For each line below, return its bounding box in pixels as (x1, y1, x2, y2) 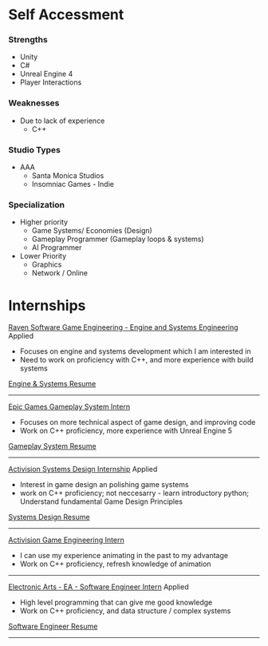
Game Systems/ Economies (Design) (31, 226, 153, 236)
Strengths (8, 34, 48, 46)
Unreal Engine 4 (19, 69, 73, 79)
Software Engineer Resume (8, 621, 98, 632)
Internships (8, 296, 86, 315)
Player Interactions (19, 77, 82, 87)
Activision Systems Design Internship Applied (8, 465, 158, 474)
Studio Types (8, 144, 61, 155)
